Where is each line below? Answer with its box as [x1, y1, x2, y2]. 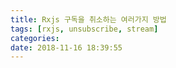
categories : [10, 33, 60, 43]
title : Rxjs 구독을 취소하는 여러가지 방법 [10, 14, 167, 25]
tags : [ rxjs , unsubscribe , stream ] [10, 24, 159, 34]
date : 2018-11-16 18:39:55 [10, 42, 123, 53]
